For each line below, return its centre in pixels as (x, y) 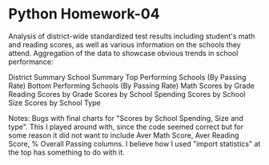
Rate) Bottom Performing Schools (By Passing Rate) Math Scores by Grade (131, 86)
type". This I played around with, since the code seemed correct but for (126, 127)
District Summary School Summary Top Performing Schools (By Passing (127, 77)
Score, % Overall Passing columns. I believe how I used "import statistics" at (134, 143)
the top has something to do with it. (67, 152)
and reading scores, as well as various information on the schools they (125, 44)
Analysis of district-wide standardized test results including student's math (132, 36)
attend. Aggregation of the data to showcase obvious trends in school (123, 53)
